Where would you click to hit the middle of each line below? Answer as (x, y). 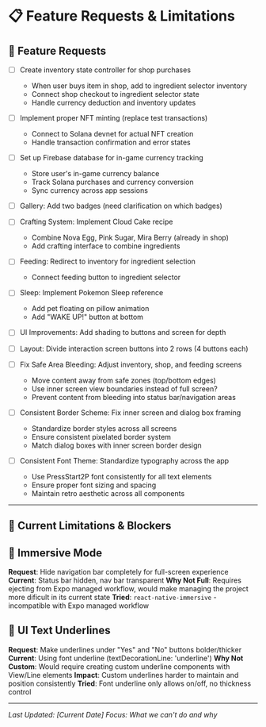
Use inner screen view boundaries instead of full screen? (124, 389)
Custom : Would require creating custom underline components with (119, 666)
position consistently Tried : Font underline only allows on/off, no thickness (130, 683)
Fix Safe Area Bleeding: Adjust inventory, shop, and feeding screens (131, 364)
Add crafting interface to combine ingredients (106, 246)
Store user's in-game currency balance (95, 174)
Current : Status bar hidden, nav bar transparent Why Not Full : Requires (125, 580)
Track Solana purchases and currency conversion (112, 182)
